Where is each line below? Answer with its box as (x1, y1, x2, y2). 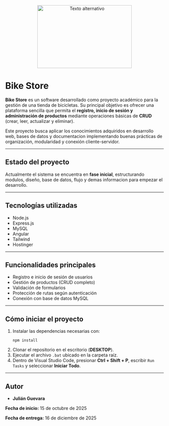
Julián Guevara (12, 395, 45, 401)
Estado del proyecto (5, 158, 69, 167)
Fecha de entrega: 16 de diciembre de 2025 (5, 415, 97, 421)
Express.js (12, 220, 34, 226)
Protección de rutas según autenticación (12, 290, 97, 296)
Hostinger (12, 241, 34, 247)
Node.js (12, 215, 29, 221)
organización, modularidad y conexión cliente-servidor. (5, 138, 120, 145)
